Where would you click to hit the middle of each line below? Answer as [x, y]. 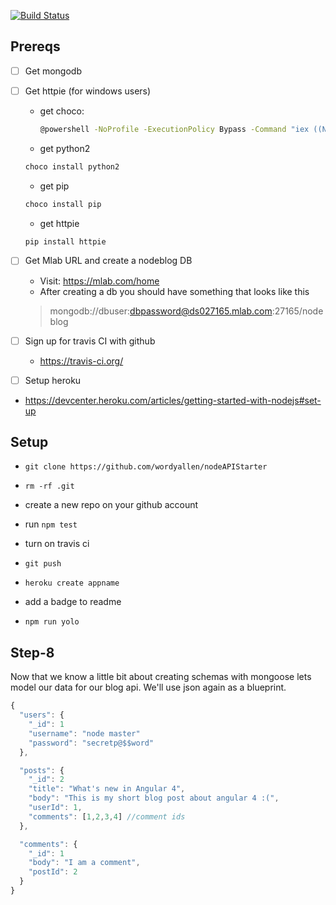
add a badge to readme [73, 602]
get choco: [62, 111]
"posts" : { [42, 770]
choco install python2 [72, 166]
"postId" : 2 [53, 872]
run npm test [51, 524]
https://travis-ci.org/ [81, 361]
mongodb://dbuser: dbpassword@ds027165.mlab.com [161, 311]
